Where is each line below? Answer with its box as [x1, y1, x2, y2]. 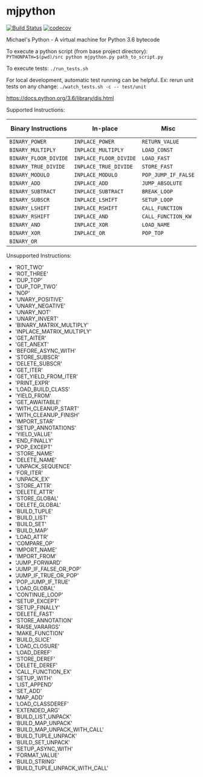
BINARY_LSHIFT [9, 204, 50, 211]
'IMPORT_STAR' [14, 418, 55, 425]
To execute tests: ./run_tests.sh [6, 65, 89, 72]
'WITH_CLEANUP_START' [14, 405, 79, 412]
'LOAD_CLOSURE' [14, 642, 60, 650]
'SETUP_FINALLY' [14, 604, 60, 611]
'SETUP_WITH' [14, 674, 53, 682]
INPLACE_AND [74, 213, 109, 220]
